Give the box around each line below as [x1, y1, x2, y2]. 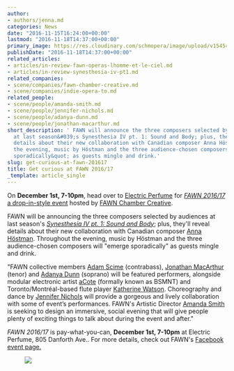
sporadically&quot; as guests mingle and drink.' [13, 152, 160, 160]
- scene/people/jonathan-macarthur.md [7, 120, 120, 127]
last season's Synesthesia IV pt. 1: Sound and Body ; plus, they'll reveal [7, 219, 210, 228]
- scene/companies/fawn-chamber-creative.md [7, 81, 139, 88]
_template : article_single [7, 172, 86, 179]
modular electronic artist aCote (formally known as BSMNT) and [7, 277, 192, 285]
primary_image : [7, 42, 52, 49]
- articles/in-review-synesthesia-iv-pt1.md [7, 68, 139, 75]
